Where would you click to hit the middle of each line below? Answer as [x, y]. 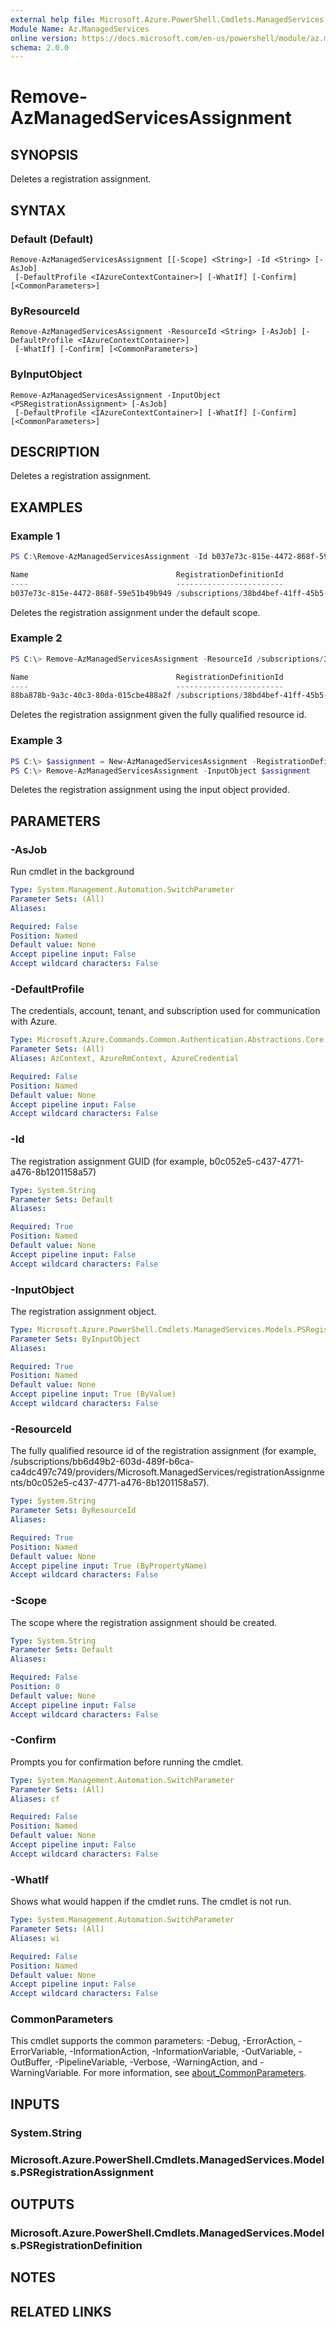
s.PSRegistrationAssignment [82, 2172]
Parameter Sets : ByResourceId [73, 1511]
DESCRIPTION [55, 451]
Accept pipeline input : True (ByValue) [93, 1394]
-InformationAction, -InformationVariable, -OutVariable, [183, 2052]
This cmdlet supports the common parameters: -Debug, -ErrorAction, [153, 2041]
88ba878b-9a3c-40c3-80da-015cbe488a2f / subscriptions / [127, 696]
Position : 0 [35, 1687]
